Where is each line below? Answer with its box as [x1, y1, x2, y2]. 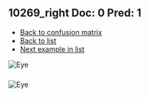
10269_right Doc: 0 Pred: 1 [8, 6, 142, 20]
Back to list [19, 36, 57, 45]
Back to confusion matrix [19, 27, 102, 37]
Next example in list [19, 44, 85, 54]
